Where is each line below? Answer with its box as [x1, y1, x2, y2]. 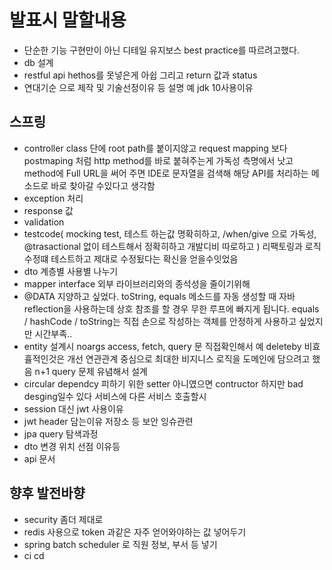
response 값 [23, 204, 74, 216]
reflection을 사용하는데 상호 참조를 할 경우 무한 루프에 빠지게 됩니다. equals [23, 302, 320, 315]
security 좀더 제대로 [23, 513, 104, 525]
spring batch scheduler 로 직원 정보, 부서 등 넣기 [23, 538, 218, 550]
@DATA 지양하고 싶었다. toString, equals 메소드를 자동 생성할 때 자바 [23, 290, 296, 302]
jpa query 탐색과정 [23, 427, 99, 440]
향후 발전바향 [9, 485, 86, 502]
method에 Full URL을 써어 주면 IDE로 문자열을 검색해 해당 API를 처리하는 [23, 167, 309, 179]
